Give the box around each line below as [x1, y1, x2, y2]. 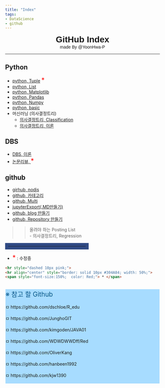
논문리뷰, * [12, 156, 34, 165]
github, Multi [12, 198, 38, 204]
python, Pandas [12, 94, 44, 100]
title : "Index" [5, 7, 36, 12]
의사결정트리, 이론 [19, 123, 54, 129]
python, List [12, 84, 36, 90]
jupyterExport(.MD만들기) [12, 204, 63, 210]
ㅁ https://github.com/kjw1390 [5, 373, 67, 379]
